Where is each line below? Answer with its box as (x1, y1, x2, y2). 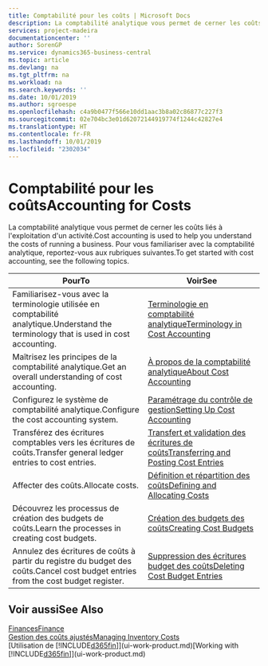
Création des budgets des (147, 513, 245, 524)
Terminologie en (147, 299, 209, 310)
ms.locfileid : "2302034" (8, 145, 91, 153)
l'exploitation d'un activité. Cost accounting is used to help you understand (8, 231, 252, 241)
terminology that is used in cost (12, 328, 130, 339)
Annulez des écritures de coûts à (12, 546, 136, 557)
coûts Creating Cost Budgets (147, 523, 254, 534)
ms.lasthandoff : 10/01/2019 (8, 137, 102, 146)
